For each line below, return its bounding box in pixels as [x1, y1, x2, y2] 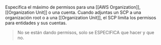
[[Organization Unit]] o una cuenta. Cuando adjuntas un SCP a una [5, 9, 142, 15]
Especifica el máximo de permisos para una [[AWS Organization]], [5, 4, 141, 10]
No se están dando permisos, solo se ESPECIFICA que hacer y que [17, 30, 155, 35]
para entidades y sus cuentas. [5, 20, 67, 26]
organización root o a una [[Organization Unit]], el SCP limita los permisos [5, 15, 157, 20]
